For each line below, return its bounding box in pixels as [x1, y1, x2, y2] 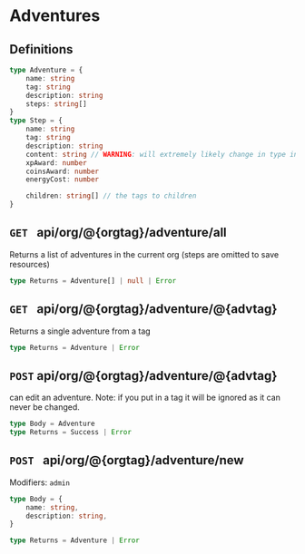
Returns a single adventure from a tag [9, 326, 152, 336]
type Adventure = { [9, 65, 84, 74]
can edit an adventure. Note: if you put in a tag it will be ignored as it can [9, 392, 281, 403]
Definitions [9, 42, 74, 57]
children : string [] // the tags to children [25, 191, 197, 200]
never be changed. [9, 402, 80, 413]
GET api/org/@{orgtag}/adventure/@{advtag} [9, 301, 278, 317]
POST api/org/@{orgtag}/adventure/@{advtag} [9, 368, 278, 384]
